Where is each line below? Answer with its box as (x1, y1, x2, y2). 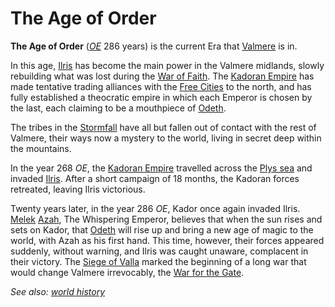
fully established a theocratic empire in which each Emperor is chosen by (10, 91, 313, 103)
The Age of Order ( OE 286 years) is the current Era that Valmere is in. (10, 40, 298, 52)
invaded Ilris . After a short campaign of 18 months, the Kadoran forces (10, 172, 300, 184)
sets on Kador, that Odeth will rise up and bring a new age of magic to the (10, 223, 314, 236)
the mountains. (10, 142, 72, 154)
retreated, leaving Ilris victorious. (10, 183, 146, 195)
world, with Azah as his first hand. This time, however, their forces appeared (10, 234, 325, 246)
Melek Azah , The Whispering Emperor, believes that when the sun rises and (10, 213, 323, 225)
